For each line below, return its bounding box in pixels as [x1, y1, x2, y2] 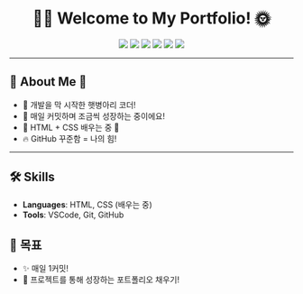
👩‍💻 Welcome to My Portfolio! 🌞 [32, 8, 271, 29]
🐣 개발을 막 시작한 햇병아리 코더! [22, 99, 137, 110]
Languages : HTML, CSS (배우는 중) [22, 198, 153, 210]
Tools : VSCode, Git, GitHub [22, 209, 124, 220]
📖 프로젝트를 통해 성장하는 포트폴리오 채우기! [22, 274, 180, 285]
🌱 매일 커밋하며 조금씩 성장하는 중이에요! [22, 110, 165, 121]
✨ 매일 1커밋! [22, 263, 69, 274]
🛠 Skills [9, 170, 56, 185]
